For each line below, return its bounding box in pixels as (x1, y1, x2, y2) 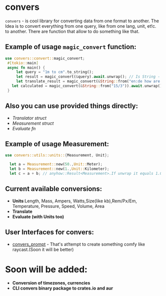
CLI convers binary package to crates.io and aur (12, 285, 113, 291)
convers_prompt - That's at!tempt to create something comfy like (12, 241, 145, 247)
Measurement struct (12, 120, 54, 126)
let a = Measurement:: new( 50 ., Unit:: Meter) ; (9, 162, 103, 167)
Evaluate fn (12, 125, 36, 131)
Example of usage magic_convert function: (5, 43, 137, 51)
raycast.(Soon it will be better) (12, 247, 74, 252)
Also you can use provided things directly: (5, 102, 138, 110)
